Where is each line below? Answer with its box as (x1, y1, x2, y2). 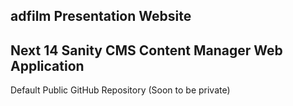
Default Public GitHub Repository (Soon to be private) (10, 84, 231, 96)
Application (10, 57, 85, 74)
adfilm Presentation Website (10, 8, 192, 25)
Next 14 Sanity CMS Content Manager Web (10, 42, 283, 59)
